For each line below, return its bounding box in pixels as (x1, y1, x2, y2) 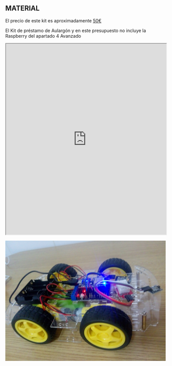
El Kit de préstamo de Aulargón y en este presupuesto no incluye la (5, 27, 147, 34)
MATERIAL (5, 4, 40, 13)
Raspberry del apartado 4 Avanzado (5, 33, 81, 39)
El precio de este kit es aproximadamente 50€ (5, 17, 102, 23)
